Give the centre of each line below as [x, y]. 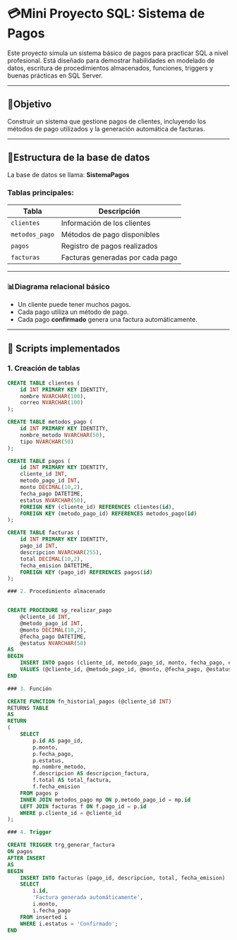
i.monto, [45, 904]
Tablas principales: [41, 193]
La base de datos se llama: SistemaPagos [68, 174]
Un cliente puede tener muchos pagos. [74, 305]
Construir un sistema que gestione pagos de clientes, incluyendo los [107, 121]
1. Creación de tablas [44, 368]
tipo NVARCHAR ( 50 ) [47, 442]
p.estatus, [49, 760]
